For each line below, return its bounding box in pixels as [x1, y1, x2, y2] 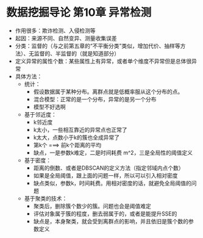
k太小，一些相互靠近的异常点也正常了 [33, 126, 128, 133]
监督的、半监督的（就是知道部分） [34, 49, 120, 57]
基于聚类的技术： [24, 195, 68, 202]
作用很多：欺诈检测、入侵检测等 [15, 27, 96, 34]
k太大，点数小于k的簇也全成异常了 [33, 134, 120, 141]
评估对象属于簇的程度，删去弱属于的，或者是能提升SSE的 [33, 210, 177, 217]
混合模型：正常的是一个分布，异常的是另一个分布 [33, 95, 157, 103]
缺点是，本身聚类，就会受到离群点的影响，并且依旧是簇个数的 [33, 217, 189, 225]
